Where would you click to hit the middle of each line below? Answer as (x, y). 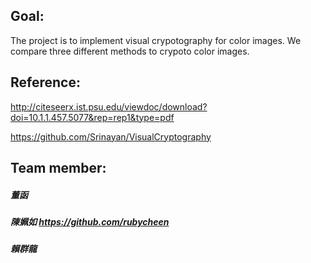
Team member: (58, 168)
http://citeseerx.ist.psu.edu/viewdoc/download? (109, 106)
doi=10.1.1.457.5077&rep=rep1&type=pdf (92, 117)
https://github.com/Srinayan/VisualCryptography (111, 136)
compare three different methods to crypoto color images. (130, 51)
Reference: (45, 82)
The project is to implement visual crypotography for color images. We (156, 40)
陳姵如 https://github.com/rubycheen (90, 221)
